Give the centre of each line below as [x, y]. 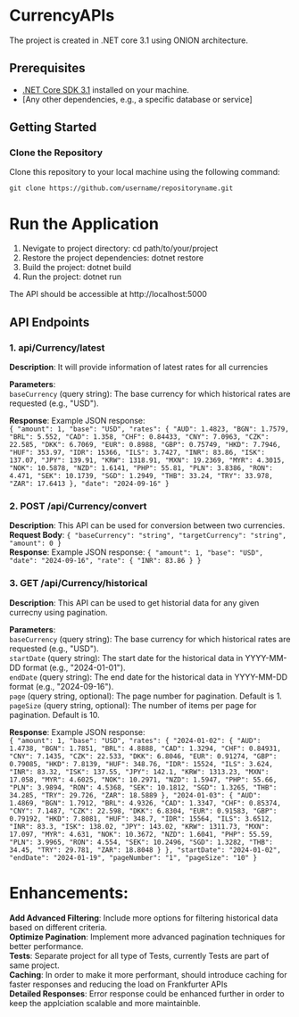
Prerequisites [47, 68]
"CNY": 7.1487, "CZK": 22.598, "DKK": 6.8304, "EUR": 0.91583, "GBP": [143, 811]
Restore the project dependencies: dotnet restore [112, 258]
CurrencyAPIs [62, 16]
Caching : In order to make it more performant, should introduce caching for [148, 974]
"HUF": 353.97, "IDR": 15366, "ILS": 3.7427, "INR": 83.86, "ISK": [137, 453]
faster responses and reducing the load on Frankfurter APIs [118, 984]
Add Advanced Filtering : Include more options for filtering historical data [144, 918]
